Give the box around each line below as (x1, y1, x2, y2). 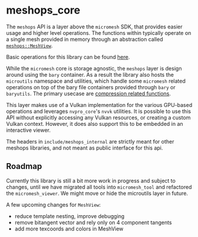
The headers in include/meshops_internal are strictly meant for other (6, 138, 174, 145)
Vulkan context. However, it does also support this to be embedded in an (6, 120, 183, 127)
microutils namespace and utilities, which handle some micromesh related (6, 77, 186, 85)
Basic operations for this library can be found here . (6, 53, 130, 60)
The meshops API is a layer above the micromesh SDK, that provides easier (6, 23, 183, 30)
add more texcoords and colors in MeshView (14, 225, 124, 232)
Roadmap (6, 161, 43, 171)
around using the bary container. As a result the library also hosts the (6, 71, 174, 78)
